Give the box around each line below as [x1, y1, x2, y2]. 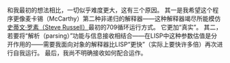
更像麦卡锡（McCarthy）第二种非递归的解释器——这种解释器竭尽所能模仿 [12, 14, 221, 23]
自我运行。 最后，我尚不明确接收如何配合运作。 [12, 49, 147, 57]
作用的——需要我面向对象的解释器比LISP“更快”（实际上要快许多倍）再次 [12, 40, 217, 48]
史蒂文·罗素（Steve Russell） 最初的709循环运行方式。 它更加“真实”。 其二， [7, 23, 222, 31]
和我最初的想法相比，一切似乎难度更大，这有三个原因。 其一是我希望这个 [7, 6, 213, 14]
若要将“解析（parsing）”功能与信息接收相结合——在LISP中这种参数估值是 [7, 32, 212, 40]
